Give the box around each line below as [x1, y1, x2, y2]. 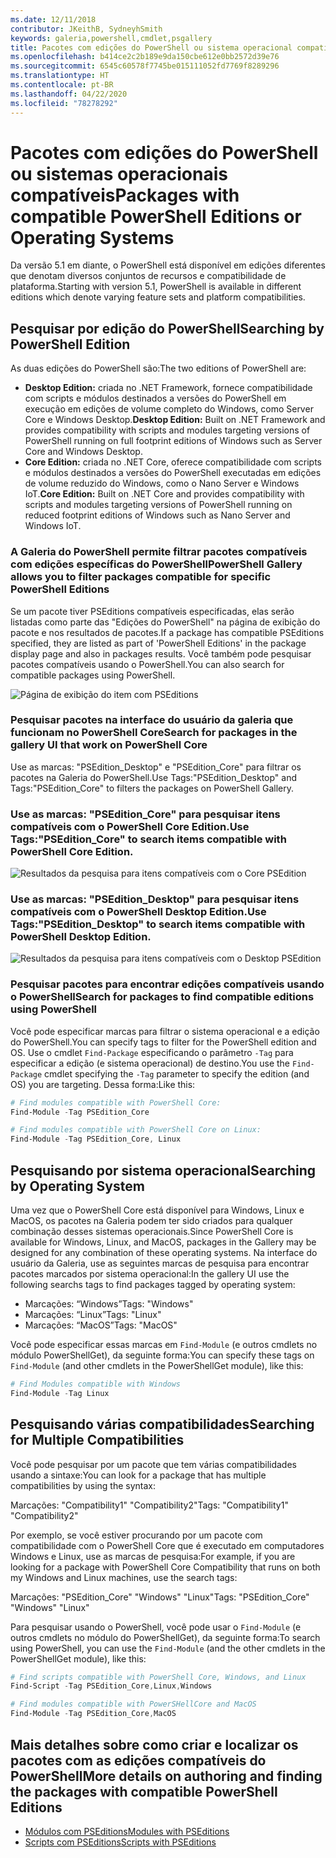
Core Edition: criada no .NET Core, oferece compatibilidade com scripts [24, 456, 322, 468]
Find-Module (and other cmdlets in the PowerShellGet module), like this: [10, 1360, 304, 1372]
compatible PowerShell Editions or [10, 205, 302, 228]
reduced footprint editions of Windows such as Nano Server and [24, 509, 291, 521]
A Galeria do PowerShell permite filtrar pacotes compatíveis [10, 545, 308, 559]
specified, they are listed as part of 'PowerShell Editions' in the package [10, 637, 307, 649]
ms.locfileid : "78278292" [10, 98, 118, 108]
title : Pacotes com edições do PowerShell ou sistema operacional [10, 42, 293, 53]
